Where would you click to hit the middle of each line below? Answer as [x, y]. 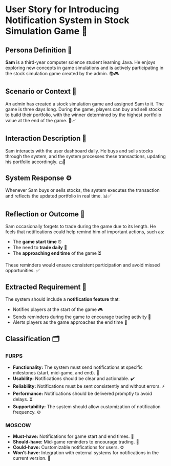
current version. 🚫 [32, 458]
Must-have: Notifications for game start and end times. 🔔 [73, 436]
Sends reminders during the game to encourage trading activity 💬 [82, 317]
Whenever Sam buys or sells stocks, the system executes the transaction [82, 190]
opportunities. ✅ [23, 271]
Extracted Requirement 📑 [46, 287]
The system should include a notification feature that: [63, 299]
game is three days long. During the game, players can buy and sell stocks [84, 109]
